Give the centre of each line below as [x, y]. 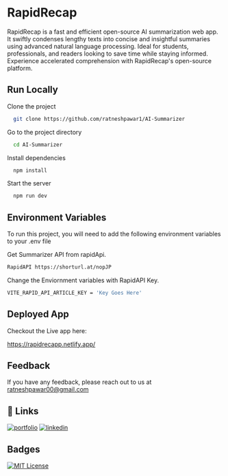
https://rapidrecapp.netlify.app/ [51, 344]
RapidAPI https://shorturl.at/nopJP [59, 267]
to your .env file [29, 241]
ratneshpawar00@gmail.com [48, 389]
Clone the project [31, 106]
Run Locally [33, 90]
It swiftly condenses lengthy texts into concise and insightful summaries [109, 38]
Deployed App [38, 314]
